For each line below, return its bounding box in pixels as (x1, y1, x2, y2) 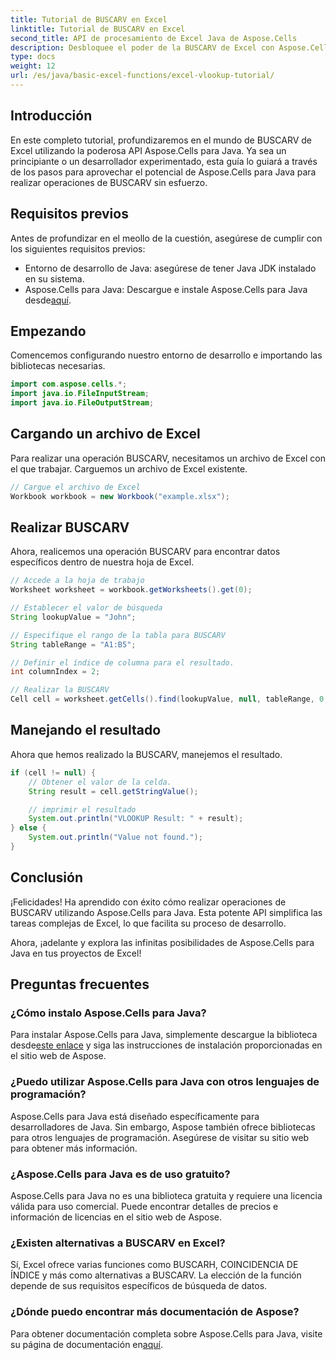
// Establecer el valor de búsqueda (10, 603, 163, 613)
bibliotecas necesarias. (10, 360, 106, 372)
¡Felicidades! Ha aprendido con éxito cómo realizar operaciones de (10, 896, 287, 908)
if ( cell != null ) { (10, 767, 97, 778)
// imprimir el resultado (28, 804, 137, 815)
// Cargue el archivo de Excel (10, 482, 141, 492)
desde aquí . (24, 294, 72, 306)
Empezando (10, 322, 87, 340)
